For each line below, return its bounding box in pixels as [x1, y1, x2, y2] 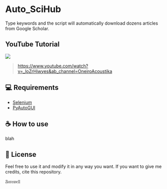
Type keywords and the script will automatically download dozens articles [5, 20, 158, 26]
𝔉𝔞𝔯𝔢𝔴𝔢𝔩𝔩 [5, 178, 21, 184]
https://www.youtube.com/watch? [17, 63, 89, 69]
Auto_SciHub [5, 4, 61, 15]
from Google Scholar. [5, 25, 49, 31]
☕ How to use [5, 120, 49, 128]
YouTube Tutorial [5, 40, 60, 49]
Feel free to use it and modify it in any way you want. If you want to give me [5, 163, 162, 169]
